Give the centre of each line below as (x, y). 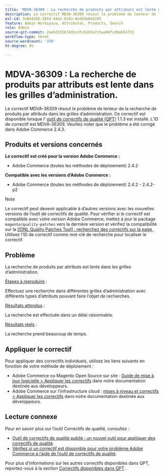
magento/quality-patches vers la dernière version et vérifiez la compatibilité (81, 224)
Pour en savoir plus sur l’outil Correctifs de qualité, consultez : (67, 428)
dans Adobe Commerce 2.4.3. (35, 129)
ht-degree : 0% (20, 46)
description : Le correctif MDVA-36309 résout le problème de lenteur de (81, 14)
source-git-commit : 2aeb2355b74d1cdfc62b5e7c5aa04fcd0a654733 (70, 32)
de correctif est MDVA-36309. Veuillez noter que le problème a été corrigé (80, 124)
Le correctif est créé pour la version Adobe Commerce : (62, 156)
